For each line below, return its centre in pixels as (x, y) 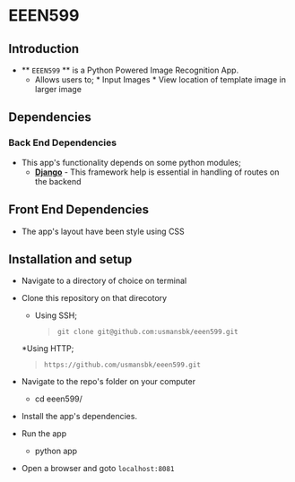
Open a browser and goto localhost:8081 (98, 469)
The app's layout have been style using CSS (103, 231)
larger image (58, 89)
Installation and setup (70, 259)
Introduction (44, 49)
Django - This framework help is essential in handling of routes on (157, 172)
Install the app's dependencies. (79, 417)
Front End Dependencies (79, 210)
